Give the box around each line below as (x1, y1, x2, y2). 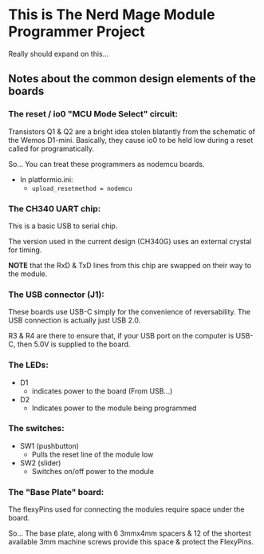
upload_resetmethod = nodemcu (31, 184, 133, 192)
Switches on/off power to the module (31, 466, 154, 476)
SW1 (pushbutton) (19, 441, 80, 450)
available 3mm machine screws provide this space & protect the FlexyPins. (8, 537, 254, 547)
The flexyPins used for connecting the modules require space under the (8, 505, 245, 514)
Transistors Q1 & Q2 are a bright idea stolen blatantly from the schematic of (8, 126, 255, 137)
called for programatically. (8, 144, 94, 153)
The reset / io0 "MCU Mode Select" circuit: (8, 109, 178, 120)
